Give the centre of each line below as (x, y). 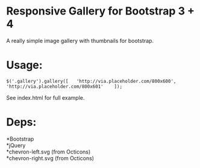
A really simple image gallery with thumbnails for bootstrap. (80, 40)
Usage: (25, 65)
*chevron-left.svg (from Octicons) (48, 152)
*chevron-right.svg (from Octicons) (50, 158)
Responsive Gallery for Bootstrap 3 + (100, 11)
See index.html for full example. (45, 97)
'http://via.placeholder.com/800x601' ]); (64, 86)
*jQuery (16, 145)
